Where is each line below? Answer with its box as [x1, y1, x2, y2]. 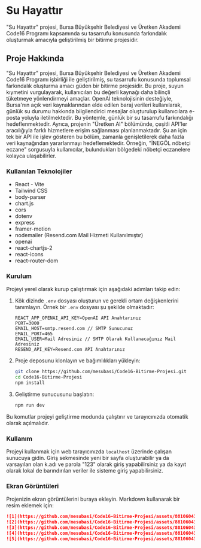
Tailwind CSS [14, 187, 48, 195]
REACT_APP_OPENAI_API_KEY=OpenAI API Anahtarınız [14, 315, 142, 321]
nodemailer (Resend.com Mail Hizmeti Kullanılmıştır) [14, 232, 144, 239]
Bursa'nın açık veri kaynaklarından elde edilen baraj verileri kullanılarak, [6, 101, 182, 108]
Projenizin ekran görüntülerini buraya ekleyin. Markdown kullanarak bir [6, 495, 181, 503]
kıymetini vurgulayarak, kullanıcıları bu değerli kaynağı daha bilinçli [6, 88, 170, 96]
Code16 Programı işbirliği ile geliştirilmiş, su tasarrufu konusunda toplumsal [6, 75, 191, 83]
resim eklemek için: [6, 502, 54, 509]
